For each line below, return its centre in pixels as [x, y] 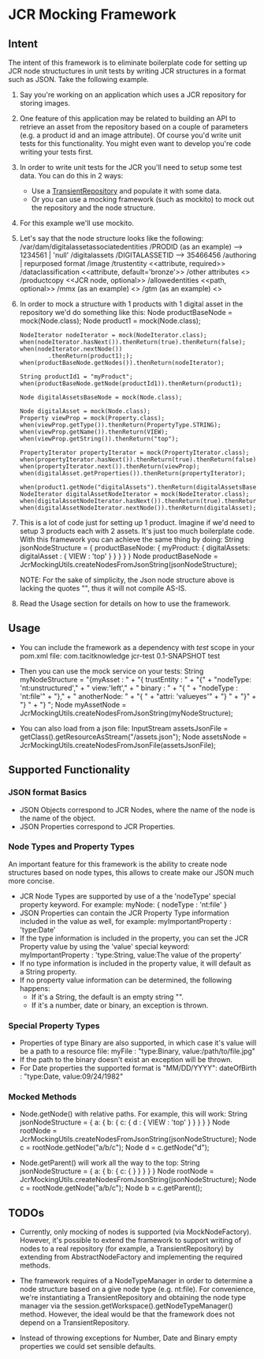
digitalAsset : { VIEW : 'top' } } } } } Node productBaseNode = [119, 556]
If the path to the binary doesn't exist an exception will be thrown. [126, 1060]
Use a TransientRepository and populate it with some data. [126, 191]
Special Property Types [54, 1026]
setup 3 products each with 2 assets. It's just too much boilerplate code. [137, 531]
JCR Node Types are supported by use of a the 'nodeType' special [128, 896]
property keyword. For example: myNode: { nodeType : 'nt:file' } [123, 904]
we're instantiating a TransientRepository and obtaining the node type [133, 1297]
